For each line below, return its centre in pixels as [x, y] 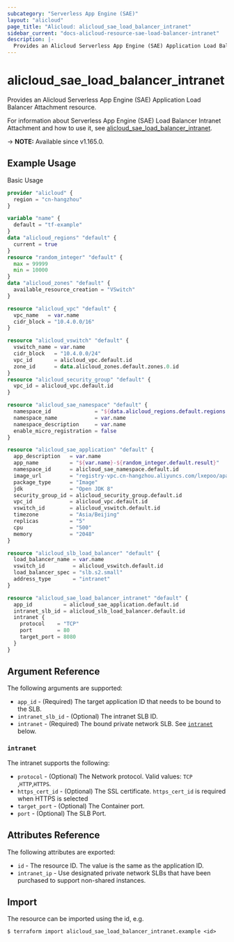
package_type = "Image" [56, 482]
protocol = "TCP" [49, 624]
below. [27, 731]
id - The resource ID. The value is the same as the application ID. [110, 865]
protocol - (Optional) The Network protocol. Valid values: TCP [105, 776]
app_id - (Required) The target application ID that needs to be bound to [119, 702]
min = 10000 [31, 270]
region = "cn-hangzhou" [48, 199]
